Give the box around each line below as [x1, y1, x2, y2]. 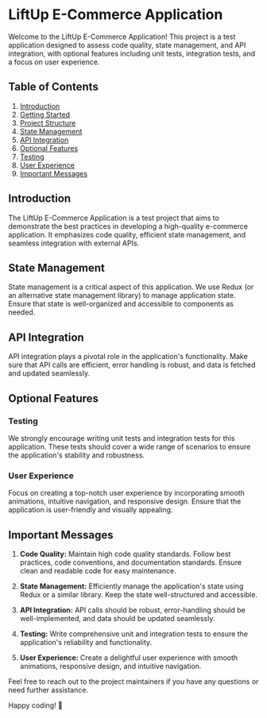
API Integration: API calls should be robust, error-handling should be [19, 605, 246, 615]
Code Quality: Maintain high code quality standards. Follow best [19, 549, 231, 558]
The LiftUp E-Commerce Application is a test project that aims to [8, 213, 220, 222]
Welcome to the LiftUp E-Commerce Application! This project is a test [8, 32, 236, 41]
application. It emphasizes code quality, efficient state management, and [8, 230, 246, 239]
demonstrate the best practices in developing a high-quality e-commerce [8, 221, 249, 231]
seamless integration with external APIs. [8, 238, 140, 248]
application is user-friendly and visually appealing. [8, 505, 173, 515]
